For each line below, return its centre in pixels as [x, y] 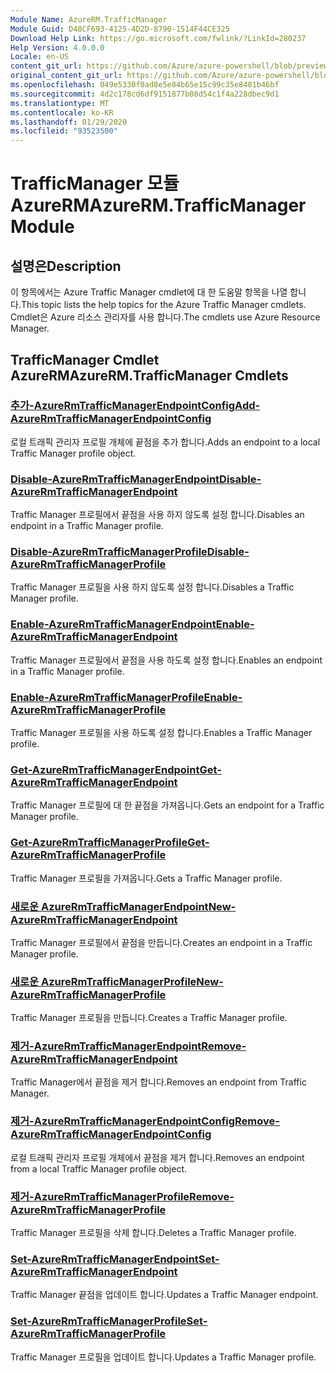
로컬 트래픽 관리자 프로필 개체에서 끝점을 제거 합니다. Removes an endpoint [157, 1157]
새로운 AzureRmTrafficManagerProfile [103, 981]
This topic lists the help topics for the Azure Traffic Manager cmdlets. [163, 305]
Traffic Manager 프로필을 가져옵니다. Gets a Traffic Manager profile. [146, 878]
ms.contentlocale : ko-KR [62, 112]
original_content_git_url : [66, 76]
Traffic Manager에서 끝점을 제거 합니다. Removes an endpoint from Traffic [158, 1082]
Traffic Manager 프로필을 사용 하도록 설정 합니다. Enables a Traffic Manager [161, 732]
